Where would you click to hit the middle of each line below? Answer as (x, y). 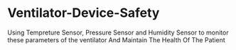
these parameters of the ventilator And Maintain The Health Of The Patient (116, 39)
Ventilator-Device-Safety (84, 13)
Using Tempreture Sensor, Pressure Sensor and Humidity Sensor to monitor (118, 32)
